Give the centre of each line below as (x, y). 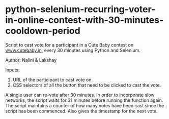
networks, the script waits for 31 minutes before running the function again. (84, 100)
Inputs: (12, 70)
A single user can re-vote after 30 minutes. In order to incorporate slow (80, 95)
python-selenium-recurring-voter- (80, 9)
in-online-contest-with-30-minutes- (84, 20)
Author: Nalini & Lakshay (31, 60)
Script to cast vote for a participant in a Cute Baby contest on (69, 45)
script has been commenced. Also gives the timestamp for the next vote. (81, 111)
